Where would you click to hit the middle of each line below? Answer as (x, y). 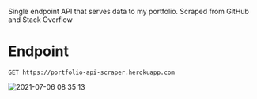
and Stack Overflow (40, 20)
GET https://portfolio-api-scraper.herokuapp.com (92, 72)
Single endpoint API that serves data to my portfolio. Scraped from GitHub (128, 11)
